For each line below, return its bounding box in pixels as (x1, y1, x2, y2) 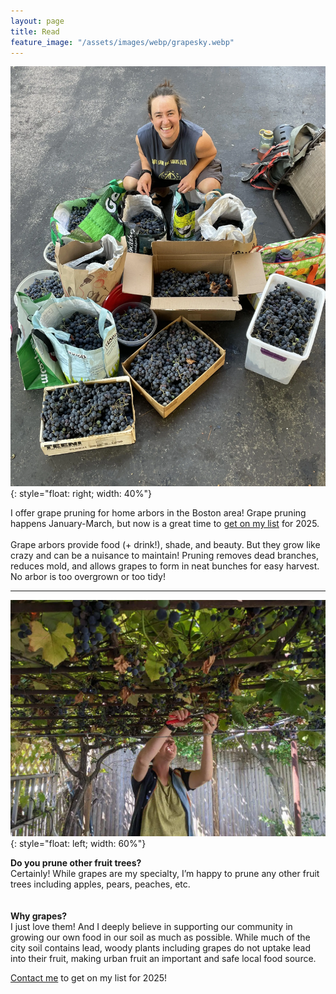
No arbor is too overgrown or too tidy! (10, 571, 166, 583)
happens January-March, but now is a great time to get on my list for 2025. (10, 518, 320, 530)
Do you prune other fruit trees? (10, 856, 142, 869)
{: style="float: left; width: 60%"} (10, 837, 147, 849)
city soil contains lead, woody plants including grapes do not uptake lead (10, 941, 312, 954)
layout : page (10, 16, 65, 26)
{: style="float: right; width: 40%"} (10, 488, 152, 500)
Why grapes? (10, 910, 68, 922)
